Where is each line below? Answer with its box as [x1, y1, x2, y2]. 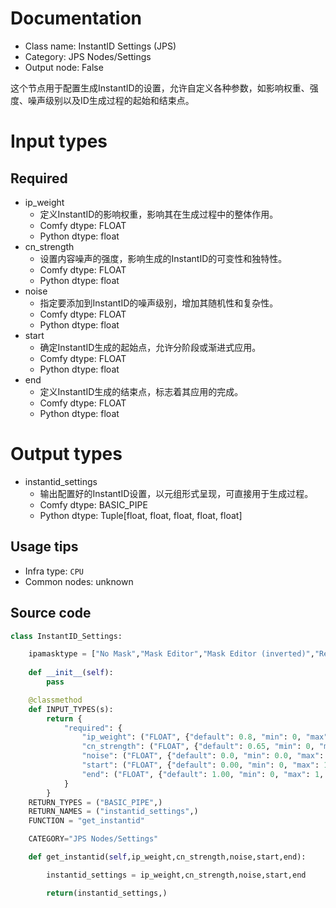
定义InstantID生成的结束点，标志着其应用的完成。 [39, 385, 244, 397]
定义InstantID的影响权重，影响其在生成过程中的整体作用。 [39, 208, 279, 220]
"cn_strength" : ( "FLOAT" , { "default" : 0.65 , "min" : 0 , [81, 742, 315, 752]
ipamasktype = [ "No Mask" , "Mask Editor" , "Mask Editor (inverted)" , [28, 649, 315, 659]
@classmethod [28, 695, 83, 705]
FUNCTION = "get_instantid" [28, 816, 145, 826]
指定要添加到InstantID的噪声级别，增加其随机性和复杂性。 [39, 297, 279, 309]
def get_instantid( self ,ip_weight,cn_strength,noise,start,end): [28, 852, 307, 862]
